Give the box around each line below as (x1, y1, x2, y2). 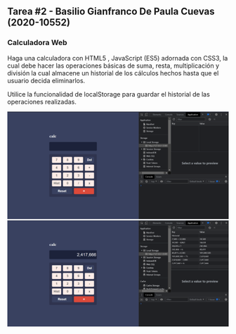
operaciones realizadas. (7, 97, 77, 106)
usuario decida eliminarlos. (7, 76, 86, 85)
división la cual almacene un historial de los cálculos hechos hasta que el (7, 68, 219, 77)
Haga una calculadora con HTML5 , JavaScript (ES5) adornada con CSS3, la (7, 54, 228, 62)
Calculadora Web (7, 38, 68, 48)
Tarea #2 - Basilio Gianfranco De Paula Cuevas (7, 6, 215, 18)
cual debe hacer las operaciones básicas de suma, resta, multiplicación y (7, 61, 220, 70)
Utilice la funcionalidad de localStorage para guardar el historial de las (7, 89, 211, 98)
